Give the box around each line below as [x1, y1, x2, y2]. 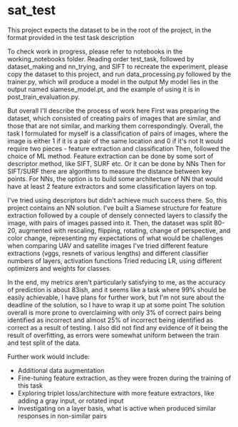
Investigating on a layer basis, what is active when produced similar [17, 403, 217, 412]
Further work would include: [7, 352, 90, 361]
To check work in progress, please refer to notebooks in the [7, 47, 183, 56]
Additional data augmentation [17, 366, 105, 374]
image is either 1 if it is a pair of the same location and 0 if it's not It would [7, 136, 223, 145]
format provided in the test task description [7, 33, 135, 41]
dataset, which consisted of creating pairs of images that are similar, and [7, 113, 221, 123]
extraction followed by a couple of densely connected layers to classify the [7, 211, 228, 220]
